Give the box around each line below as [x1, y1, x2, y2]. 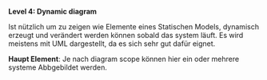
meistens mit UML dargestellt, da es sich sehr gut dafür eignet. [8, 39, 216, 48]
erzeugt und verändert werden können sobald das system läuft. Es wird [8, 31, 244, 40]
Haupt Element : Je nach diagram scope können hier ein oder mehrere [8, 55, 240, 63]
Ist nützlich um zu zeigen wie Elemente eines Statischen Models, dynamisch [8, 22, 260, 31]
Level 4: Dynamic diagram [8, 7, 98, 16]
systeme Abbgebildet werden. [8, 63, 108, 72]
